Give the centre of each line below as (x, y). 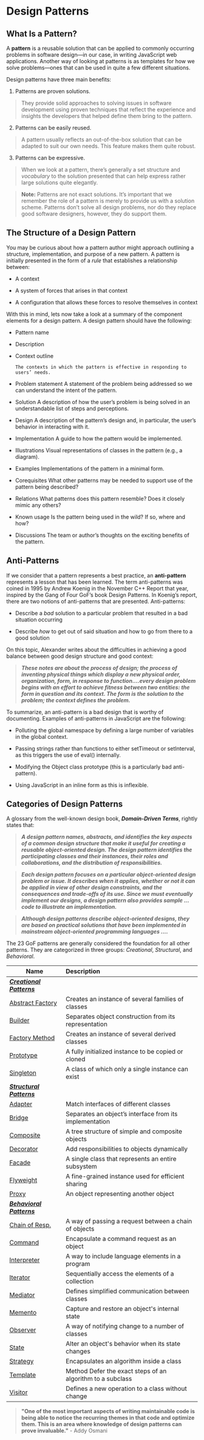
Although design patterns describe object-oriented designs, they (105, 919)
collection (80, 1281)
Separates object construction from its (121, 1016)
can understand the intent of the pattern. (66, 390)
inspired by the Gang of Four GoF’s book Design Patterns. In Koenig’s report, (102, 595)
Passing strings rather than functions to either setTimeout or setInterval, (105, 748)
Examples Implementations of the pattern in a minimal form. (90, 468)
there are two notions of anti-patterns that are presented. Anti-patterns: (96, 601)
